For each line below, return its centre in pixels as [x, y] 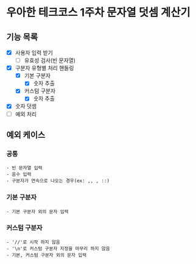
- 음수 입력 [19, 174]
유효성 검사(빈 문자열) [50, 60]
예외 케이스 [26, 135]
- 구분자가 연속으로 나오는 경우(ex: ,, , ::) [58, 181]
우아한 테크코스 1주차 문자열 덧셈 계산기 [98, 12]
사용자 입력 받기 [34, 53]
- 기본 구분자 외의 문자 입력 [37, 212]
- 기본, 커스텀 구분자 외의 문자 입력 [47, 255]
